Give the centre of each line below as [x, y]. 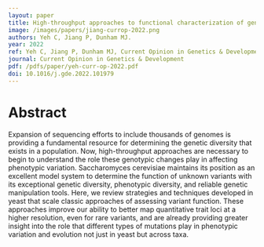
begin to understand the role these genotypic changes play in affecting [123, 159]
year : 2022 [26, 45]
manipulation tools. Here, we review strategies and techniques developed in [131, 192]
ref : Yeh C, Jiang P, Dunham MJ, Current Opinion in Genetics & [115, 52]
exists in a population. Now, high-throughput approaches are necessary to [128, 151]
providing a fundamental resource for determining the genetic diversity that [130, 143]
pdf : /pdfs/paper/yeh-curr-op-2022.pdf [73, 67]
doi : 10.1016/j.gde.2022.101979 [61, 74]
